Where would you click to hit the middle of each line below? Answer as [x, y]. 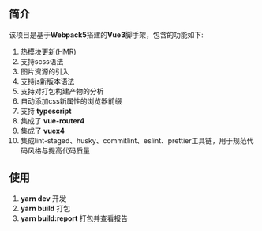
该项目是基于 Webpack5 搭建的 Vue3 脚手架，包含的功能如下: [106, 35]
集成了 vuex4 [43, 131]
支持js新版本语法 [47, 81]
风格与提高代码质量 [58, 150]
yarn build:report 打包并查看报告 [74, 218]
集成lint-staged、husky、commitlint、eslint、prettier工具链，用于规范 [133, 140]
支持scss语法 [42, 61]
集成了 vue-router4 [52, 120]
